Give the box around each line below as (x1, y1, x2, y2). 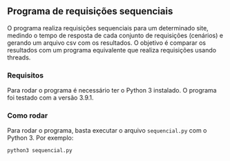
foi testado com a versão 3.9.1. (7, 93, 95, 102)
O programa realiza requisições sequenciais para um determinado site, (7, 23, 209, 32)
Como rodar (7, 111, 48, 120)
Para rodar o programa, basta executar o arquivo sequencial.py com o (7, 126, 207, 135)
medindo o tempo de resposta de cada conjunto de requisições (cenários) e (7, 31, 223, 39)
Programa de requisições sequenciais (7, 6, 173, 17)
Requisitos (7, 70, 44, 80)
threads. (7, 53, 31, 61)
